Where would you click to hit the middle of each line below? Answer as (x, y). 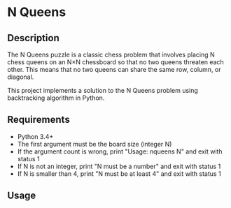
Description (33, 38)
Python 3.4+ (35, 136)
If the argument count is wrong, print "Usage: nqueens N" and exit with (120, 151)
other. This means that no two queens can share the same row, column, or (114, 69)
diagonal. (21, 77)
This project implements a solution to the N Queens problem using (103, 90)
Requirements (38, 120)
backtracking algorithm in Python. (56, 98)
